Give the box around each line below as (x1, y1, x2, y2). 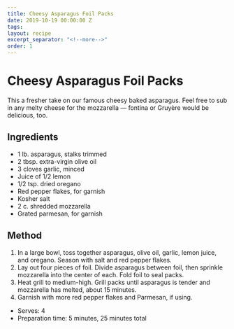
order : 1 (7, 43, 33, 50)
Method (7, 230, 43, 241)
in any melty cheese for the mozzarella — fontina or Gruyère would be (7, 103, 210, 112)
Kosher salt (17, 194, 50, 203)
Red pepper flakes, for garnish (17, 187, 105, 195)
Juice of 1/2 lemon (17, 172, 71, 181)
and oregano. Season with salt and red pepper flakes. (17, 255, 173, 264)
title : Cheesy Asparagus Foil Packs (7, 10, 114, 17)
